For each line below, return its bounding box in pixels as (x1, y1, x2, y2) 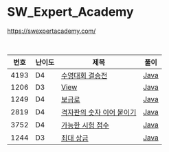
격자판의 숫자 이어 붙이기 (60, 107, 137, 117)
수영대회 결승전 (60, 71, 108, 80)
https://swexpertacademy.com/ (7, 27, 96, 35)
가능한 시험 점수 (60, 121, 110, 130)
